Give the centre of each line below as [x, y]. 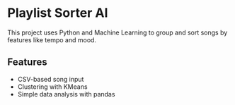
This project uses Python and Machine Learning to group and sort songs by [117, 32]
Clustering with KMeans [52, 87]
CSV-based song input [51, 79]
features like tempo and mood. [52, 39]
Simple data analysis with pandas [66, 94]
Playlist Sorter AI [58, 13]
